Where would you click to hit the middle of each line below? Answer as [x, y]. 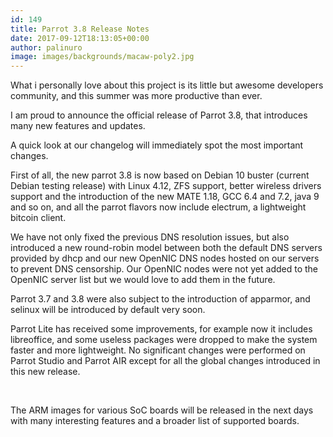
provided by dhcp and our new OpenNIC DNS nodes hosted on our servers [165, 258]
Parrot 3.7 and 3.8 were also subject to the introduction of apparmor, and [160, 299]
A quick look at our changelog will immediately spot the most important [157, 145]
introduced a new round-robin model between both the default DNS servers [166, 248]
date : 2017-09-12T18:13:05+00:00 [80, 38]
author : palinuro [46, 47]
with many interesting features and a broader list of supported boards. [155, 421]
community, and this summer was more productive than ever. [136, 96]
